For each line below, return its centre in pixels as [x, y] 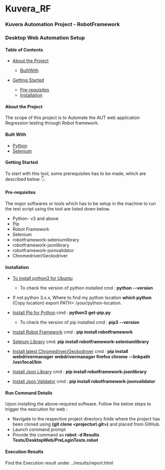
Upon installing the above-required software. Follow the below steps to [78, 404]
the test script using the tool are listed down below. [58, 209]
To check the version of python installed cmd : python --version [86, 288]
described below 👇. [25, 179]
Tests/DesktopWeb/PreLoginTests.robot [55, 440]
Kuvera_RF [28, 9]
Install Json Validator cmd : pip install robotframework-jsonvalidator [84, 381]
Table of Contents [24, 49]
